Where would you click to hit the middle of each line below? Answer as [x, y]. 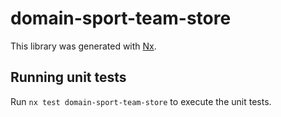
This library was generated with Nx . [83, 46]
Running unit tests [68, 77]
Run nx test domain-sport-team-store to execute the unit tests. [141, 101]
